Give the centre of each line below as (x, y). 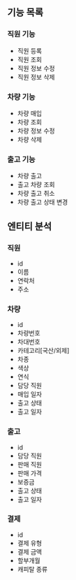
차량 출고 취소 (36, 194)
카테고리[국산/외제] (43, 351)
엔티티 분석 (30, 226)
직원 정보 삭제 (36, 77)
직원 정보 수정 (36, 68)
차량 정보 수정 (36, 131)
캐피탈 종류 (32, 569)
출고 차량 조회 (36, 184)
